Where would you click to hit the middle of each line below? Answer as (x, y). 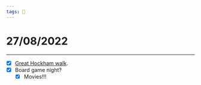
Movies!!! (35, 76)
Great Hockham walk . (42, 63)
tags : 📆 (16, 12)
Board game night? (38, 70)
